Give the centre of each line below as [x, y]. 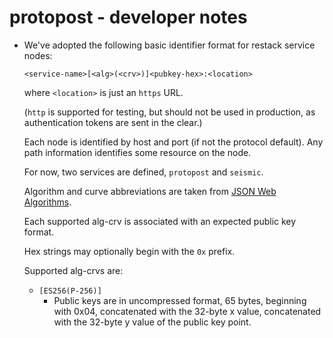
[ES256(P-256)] [70, 291]
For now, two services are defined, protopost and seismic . [143, 172]
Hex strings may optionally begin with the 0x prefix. [129, 251]
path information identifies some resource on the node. [137, 152]
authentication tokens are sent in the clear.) [113, 122]
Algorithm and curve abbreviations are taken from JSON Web [150, 191]
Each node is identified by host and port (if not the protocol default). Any [173, 142]
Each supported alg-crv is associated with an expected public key [160, 221]
